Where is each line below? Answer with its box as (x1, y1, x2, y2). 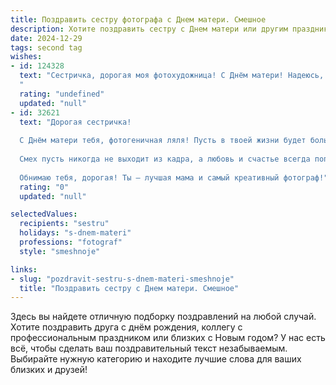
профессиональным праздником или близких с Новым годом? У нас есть (10, 332, 326, 344)
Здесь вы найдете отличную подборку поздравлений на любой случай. (10, 311, 317, 323)
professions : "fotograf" (19, 237, 123, 247)
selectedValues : (10, 209, 78, 220)
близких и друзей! (10, 364, 88, 376)
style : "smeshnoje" (19, 246, 101, 256)
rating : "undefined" (19, 89, 105, 99)
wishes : (10, 52, 43, 62)
